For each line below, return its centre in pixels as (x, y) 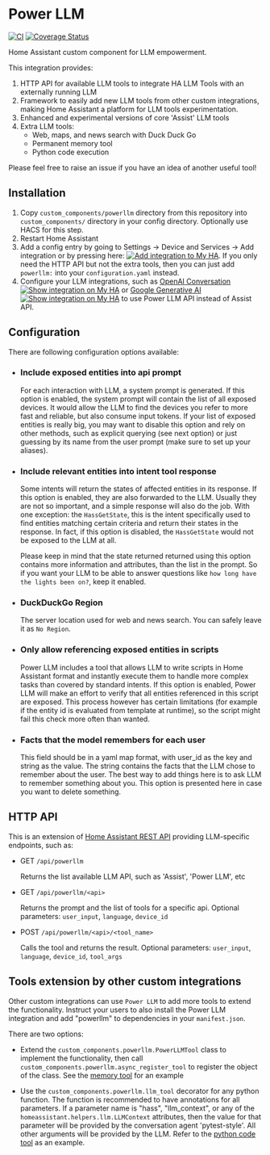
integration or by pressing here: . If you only (139, 255)
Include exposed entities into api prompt (100, 372)
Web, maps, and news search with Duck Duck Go (114, 135)
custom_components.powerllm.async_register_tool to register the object (139, 1066)
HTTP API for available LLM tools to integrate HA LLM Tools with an (132, 83)
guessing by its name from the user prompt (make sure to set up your (135, 442)
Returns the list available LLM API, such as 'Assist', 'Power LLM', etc (133, 876)
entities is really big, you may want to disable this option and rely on (133, 424)
